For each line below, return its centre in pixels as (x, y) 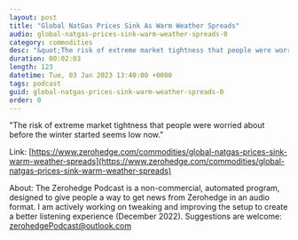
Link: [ (21, 152)
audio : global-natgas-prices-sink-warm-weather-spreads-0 (118, 34)
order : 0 (25, 100)
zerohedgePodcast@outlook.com (71, 226)
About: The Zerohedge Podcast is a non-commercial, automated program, (145, 188)
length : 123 (31, 68)
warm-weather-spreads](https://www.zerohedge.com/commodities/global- (147, 162)
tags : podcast (35, 84)
